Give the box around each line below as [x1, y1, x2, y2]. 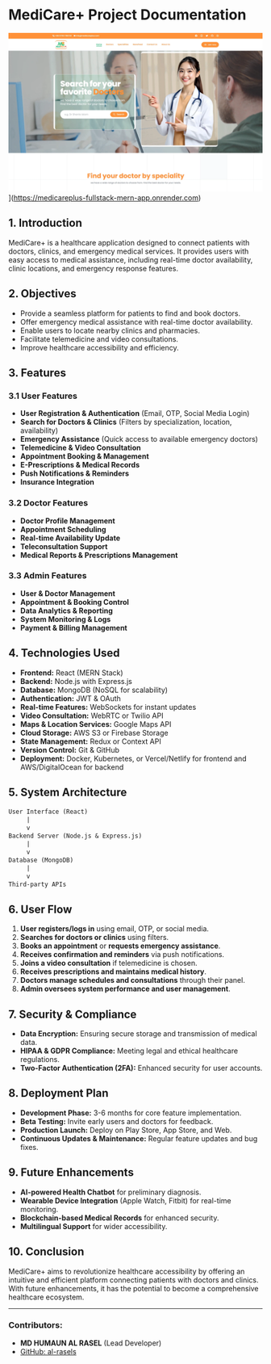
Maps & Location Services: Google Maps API [19, 719, 172, 728]
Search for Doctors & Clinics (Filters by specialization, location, [19, 418, 232, 427]
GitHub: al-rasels [19, 1346, 77, 1356]
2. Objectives [8, 287, 77, 300]
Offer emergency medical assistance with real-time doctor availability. [19, 317, 253, 326]
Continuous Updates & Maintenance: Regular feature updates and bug [19, 1133, 258, 1144]
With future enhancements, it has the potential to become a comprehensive [8, 1283, 260, 1293]
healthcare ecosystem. [8, 1292, 85, 1302]
